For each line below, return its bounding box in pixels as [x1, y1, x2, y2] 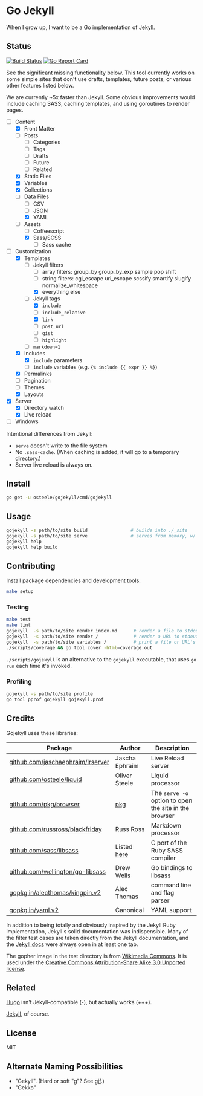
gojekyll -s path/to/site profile [6, 691, 94, 697]
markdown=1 [33, 344, 60, 350]
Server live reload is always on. [14, 461, 93, 469]
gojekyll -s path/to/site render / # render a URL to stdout [6, 634, 199, 640]
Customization [14, 247, 51, 255]
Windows [14, 418, 39, 425]
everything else [42, 288, 81, 296]
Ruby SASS [150, 846, 183, 854]
